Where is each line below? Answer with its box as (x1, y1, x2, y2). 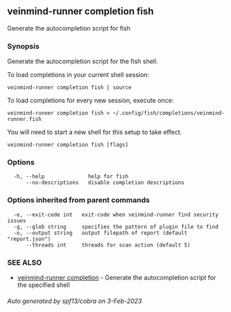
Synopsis (7, 41, 40, 51)
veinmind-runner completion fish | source (7, 84, 132, 91)
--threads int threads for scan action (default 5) (25, 241, 191, 249)
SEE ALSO (7, 257, 42, 267)
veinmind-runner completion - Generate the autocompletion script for (17, 274, 216, 281)
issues (7, 217, 26, 224)
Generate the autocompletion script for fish (7, 24, 130, 32)
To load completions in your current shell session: (7, 71, 150, 79)
